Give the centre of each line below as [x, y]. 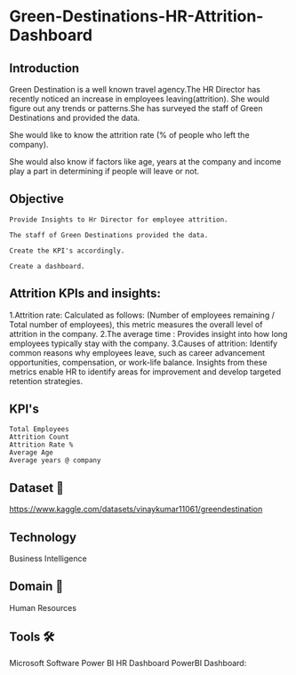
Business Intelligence [48, 558]
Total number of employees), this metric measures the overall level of [136, 324]
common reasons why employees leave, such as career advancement [137, 352]
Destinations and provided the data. [75, 118]
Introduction [44, 68]
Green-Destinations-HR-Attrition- [136, 16]
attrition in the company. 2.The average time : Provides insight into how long [148, 333]
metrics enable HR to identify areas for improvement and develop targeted [145, 372]
